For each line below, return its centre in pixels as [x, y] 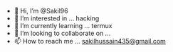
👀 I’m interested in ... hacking [57, 18]
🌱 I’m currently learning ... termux [63, 26]
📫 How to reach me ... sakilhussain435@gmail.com [90, 41]
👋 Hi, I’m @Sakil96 [41, 11]
